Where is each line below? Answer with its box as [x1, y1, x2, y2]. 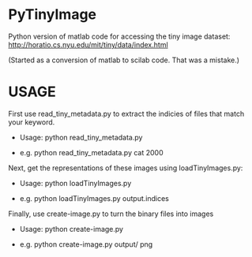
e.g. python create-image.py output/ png [19, 239, 153, 249]
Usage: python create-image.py [19, 224, 124, 233]
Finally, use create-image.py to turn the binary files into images [8, 209, 214, 218]
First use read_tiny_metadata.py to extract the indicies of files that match [8, 109, 245, 118]
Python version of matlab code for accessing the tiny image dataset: [8, 32, 231, 41]
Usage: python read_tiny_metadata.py [19, 132, 143, 142]
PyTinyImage [8, 6, 97, 24]
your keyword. [8, 117, 55, 127]
